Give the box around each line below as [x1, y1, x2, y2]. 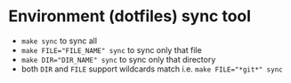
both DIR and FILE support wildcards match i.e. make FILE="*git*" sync [20, 64, 284, 74]
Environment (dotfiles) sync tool [8, 6, 251, 26]
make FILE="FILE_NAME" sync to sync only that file [20, 44, 202, 55]
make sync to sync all [20, 35, 98, 46]
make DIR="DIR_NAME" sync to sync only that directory [20, 54, 216, 64]
